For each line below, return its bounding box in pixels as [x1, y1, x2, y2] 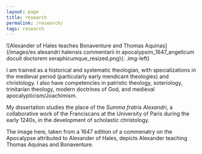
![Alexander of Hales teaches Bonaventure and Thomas [6, 42, 144, 49]
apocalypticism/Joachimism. [6, 92, 77, 99]
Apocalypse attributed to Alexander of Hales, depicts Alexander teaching [6, 135, 188, 142]
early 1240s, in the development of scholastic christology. [6, 117, 150, 124]
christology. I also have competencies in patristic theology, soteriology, [6, 79, 183, 87]
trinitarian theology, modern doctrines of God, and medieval [6, 85, 155, 93]
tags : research [6, 25, 45, 32]
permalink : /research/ [6, 20, 63, 26]
